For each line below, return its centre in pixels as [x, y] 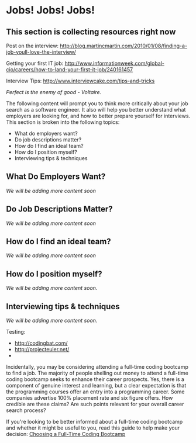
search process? [26, 410]
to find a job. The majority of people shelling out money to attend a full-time [97, 373]
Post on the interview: [32, 46]
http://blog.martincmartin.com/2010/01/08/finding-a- [124, 46]
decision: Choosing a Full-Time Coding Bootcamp [66, 434]
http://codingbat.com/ [41, 343]
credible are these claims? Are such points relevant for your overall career [95, 404]
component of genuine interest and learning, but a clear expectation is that [96, 386]
